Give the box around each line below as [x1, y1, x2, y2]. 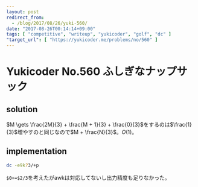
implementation [6, 146, 68, 157]
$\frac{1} [170, 121, 192, 128]
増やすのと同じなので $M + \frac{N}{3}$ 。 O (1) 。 [17, 128, 138, 136]
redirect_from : [6, 14, 45, 21]
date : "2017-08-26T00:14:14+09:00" [6, 25, 96, 32]
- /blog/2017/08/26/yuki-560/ [11, 20, 88, 26]
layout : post [6, 8, 39, 15]
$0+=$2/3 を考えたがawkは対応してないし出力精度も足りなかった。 [6, 174, 170, 181]
